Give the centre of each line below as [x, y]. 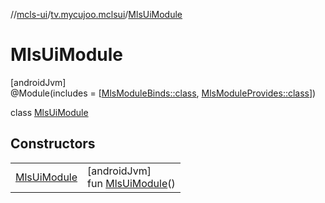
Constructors [53, 144]
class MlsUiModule [49, 112]
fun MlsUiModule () [131, 183]
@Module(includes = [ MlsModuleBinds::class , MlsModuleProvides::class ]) [163, 93]
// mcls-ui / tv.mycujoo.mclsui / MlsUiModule [96, 14]
